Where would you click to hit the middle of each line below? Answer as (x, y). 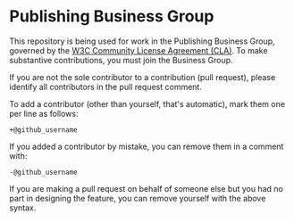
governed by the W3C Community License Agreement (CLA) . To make (139, 50)
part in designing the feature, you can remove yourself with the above (138, 198)
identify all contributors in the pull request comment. (106, 86)
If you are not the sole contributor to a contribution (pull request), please (143, 77)
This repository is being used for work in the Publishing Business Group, (142, 41)
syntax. (23, 208)
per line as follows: (44, 113)
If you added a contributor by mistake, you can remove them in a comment (147, 146)
